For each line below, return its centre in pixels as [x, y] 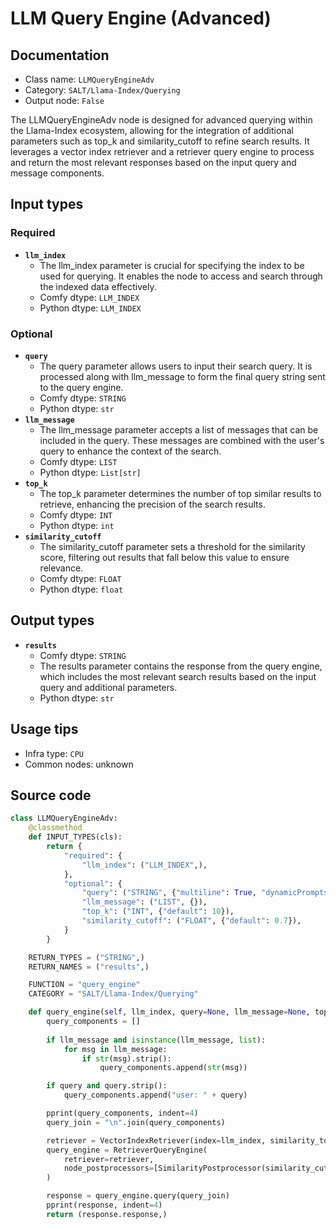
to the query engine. [81, 387]
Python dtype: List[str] [90, 472]
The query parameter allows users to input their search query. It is [176, 366]
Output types [52, 620]
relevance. [61, 568]
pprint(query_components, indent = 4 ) [122, 1113]
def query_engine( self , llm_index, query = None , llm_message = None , [169, 1012]
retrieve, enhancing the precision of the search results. [152, 504]
